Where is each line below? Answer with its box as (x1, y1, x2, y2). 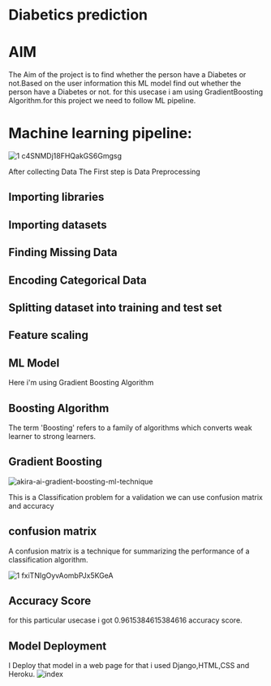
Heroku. (8, 669, 35, 679)
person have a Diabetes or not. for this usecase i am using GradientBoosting (8, 87, 264, 97)
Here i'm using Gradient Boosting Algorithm (8, 378, 154, 388)
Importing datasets (8, 218, 107, 232)
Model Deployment (8, 639, 107, 653)
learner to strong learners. (8, 432, 96, 441)
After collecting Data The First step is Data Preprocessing (8, 167, 200, 176)
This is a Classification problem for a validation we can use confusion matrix (8, 492, 264, 501)
